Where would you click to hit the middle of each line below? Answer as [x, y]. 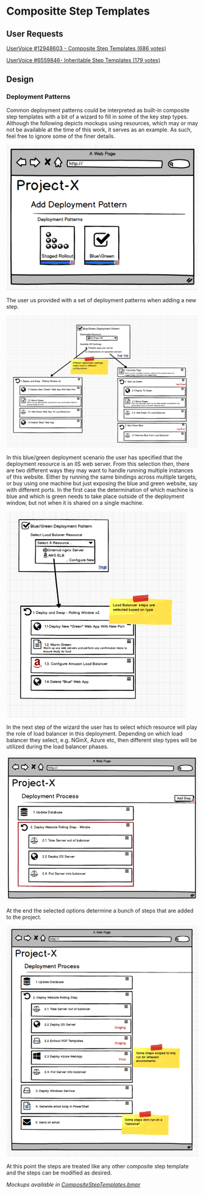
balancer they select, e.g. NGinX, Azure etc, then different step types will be [102, 740]
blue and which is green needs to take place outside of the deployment [95, 496]
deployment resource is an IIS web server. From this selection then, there [98, 464]
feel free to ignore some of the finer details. [61, 136]
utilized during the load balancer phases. [58, 747]
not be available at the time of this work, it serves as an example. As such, [99, 129]
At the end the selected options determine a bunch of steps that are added [100, 911]
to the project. [24, 917]
